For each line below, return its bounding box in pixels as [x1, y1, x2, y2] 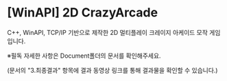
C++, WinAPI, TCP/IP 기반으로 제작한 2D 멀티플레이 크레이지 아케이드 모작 [7, 28, 208, 36]
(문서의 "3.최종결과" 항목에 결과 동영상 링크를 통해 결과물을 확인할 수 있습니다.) [7, 66, 218, 74]
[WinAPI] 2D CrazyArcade [7, 5, 158, 21]
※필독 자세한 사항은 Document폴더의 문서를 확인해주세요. [7, 51, 161, 60]
